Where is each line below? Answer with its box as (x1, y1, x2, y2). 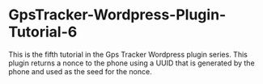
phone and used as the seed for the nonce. (8, 66, 152, 76)
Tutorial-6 (8, 23, 78, 41)
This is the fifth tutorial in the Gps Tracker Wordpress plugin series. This (8, 49, 248, 59)
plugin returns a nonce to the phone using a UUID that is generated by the (8, 58, 255, 68)
